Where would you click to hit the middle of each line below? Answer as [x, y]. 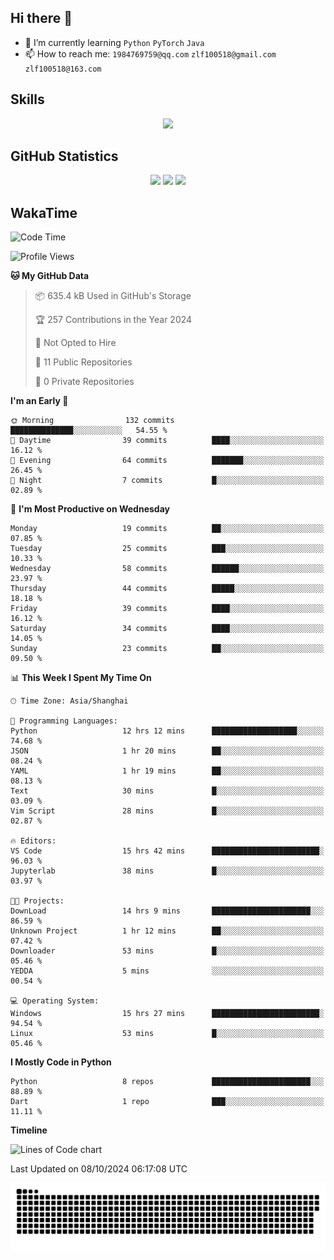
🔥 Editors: [33, 841]
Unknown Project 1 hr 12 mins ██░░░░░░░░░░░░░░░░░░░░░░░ [167, 931]
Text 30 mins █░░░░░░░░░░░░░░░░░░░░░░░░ [167, 791]
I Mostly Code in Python [61, 1062]
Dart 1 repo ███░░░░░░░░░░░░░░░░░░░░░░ [167, 1102]
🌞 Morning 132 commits [92, 421]
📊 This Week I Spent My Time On [81, 678]
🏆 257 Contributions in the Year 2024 [113, 320]
